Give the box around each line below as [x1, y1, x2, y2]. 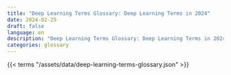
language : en [7, 29, 45, 36]
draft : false [7, 22, 45, 29]
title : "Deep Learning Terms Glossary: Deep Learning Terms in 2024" [7, 10, 211, 17]
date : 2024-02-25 [7, 16, 57, 23]
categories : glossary [7, 42, 69, 48]
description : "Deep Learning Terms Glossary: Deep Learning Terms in [7, 35, 211, 42]
